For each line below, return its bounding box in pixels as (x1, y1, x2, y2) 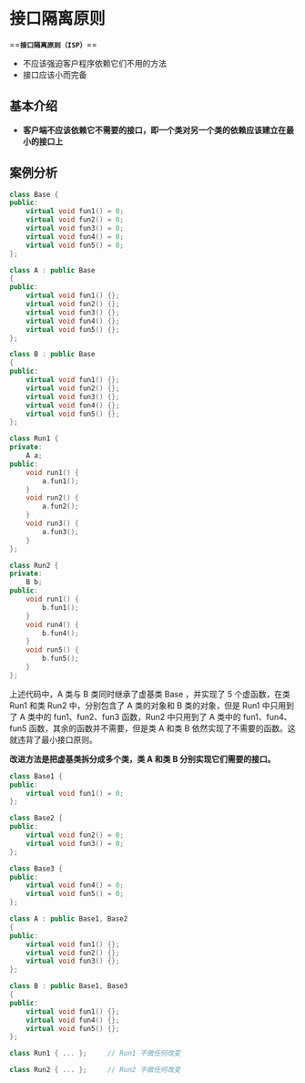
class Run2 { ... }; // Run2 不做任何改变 (9, 1066, 181, 1075)
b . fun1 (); (42, 603, 79, 612)
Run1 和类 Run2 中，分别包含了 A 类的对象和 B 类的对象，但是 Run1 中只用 (9, 699, 287, 711)
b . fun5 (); (42, 654, 79, 664)
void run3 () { (25, 519, 79, 529)
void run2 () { (25, 493, 79, 502)
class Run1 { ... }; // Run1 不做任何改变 (9, 1049, 181, 1058)
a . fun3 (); (42, 527, 79, 536)
